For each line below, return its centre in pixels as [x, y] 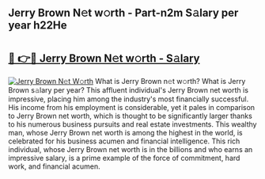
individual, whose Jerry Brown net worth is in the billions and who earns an [131, 149]
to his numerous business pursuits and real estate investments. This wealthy [132, 124]
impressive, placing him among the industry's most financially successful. [129, 99]
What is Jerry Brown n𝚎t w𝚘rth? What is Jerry [170, 81]
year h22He [38, 26]
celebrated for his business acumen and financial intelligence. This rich [124, 141]
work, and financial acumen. [54, 166]
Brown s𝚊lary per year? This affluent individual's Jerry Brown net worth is [129, 90]
